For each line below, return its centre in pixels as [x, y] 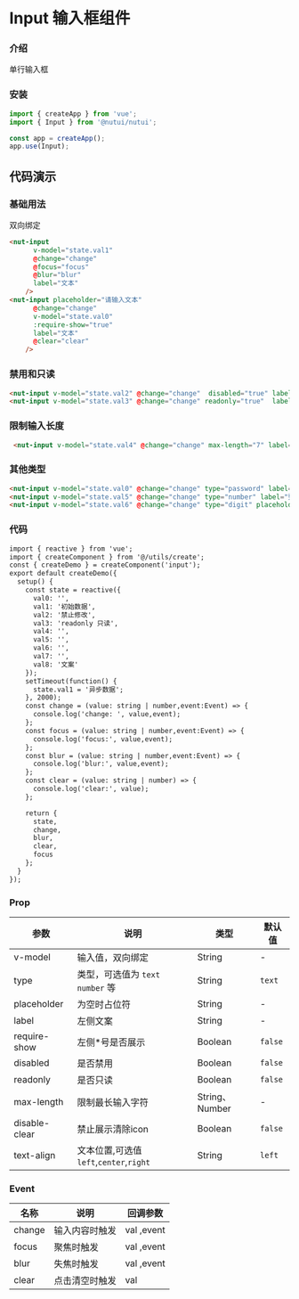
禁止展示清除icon [113, 1129]
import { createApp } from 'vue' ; [73, 114]
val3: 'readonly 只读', [75, 623]
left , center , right [114, 1162]
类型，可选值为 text [118, 974]
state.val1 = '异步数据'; [78, 690]
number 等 [97, 987]
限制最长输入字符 [113, 1102]
